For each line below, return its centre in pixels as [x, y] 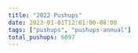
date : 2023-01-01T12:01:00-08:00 [63, 23]
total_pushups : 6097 [42, 37]
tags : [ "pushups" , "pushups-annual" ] [70, 30]
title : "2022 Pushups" [45, 15]
